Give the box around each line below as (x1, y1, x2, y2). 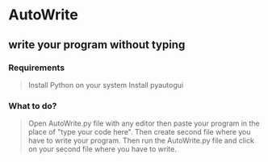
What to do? (8, 100, 57, 111)
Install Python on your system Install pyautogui (27, 80, 184, 89)
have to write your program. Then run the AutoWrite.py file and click (27, 135, 254, 146)
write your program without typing (8, 38, 186, 52)
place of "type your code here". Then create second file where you (27, 127, 251, 137)
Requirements (8, 62, 65, 73)
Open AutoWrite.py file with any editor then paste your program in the (27, 118, 260, 128)
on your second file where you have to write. (27, 144, 178, 154)
